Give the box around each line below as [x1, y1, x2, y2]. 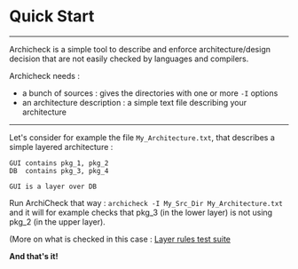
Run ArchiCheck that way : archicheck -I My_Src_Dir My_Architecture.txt [9, 197, 284, 208]
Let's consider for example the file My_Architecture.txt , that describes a [9, 131, 275, 143]
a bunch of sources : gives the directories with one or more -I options [21, 87, 278, 99]
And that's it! [9, 250, 59, 261]
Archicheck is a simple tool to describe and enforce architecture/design [9, 44, 271, 54]
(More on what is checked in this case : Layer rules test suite [9, 233, 231, 244]
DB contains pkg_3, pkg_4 [9, 166, 109, 175]
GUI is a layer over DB [9, 182, 98, 191]
